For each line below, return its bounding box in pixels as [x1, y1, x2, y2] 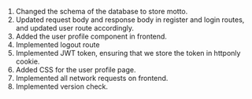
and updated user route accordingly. [15, 24, 134, 32]
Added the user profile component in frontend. [15, 31, 168, 41]
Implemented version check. [15, 82, 109, 91]
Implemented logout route [15, 40, 100, 49]
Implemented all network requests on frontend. [15, 74, 169, 82]
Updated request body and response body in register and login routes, [15, 15, 245, 24]
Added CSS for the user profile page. [15, 65, 136, 74]
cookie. [15, 57, 40, 66]
